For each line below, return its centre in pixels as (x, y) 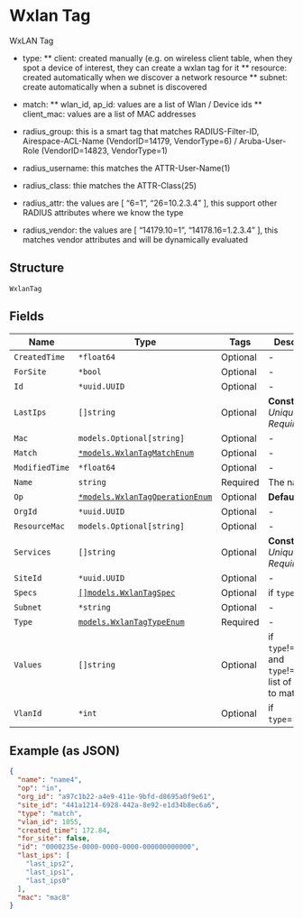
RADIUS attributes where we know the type (103, 212)
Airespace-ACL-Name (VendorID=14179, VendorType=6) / (129, 141)
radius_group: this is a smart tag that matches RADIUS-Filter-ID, (141, 131)
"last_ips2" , (50, 864)
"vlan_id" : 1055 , (50, 822)
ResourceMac (40, 526)
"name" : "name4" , (50, 780)
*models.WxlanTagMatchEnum (136, 453)
